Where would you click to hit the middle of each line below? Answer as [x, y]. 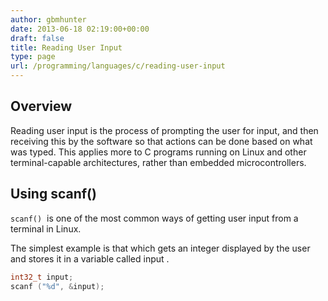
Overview [41, 106]
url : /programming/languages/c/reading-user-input [118, 66]
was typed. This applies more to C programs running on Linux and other [158, 152]
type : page [33, 57]
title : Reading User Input [66, 47]
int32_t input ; [42, 277]
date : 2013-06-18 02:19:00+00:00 [80, 29]
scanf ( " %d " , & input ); [57, 286]
